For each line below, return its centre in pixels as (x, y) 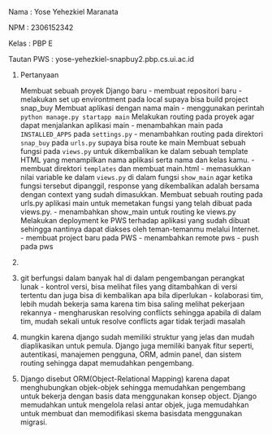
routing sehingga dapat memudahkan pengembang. (107, 363)
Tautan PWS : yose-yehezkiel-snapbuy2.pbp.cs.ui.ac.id (101, 59)
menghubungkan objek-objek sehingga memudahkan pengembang (133, 387)
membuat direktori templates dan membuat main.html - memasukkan (136, 169)
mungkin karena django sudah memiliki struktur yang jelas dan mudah (137, 337)
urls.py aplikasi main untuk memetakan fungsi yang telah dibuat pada (136, 203)
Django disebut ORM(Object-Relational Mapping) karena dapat (125, 379)
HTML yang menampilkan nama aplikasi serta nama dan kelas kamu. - (137, 160)
